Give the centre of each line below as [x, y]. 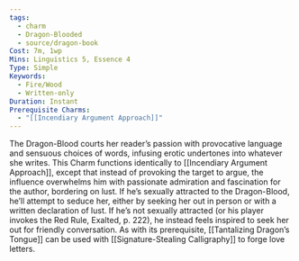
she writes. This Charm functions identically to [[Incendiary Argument [139, 163]
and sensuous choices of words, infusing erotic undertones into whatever [146, 153]
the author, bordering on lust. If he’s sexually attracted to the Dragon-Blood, [149, 192]
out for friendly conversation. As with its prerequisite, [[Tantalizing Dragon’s [149, 229]
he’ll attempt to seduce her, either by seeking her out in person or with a [143, 201]
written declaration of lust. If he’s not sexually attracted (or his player [136, 211]
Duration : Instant [44, 101]
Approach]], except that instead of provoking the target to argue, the [136, 173]
